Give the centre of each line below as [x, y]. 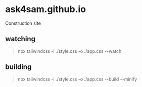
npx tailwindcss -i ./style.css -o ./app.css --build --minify [77, 79]
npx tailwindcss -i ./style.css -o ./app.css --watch [69, 51]
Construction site [23, 23]
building [18, 67]
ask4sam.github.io [45, 9]
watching [20, 39]
